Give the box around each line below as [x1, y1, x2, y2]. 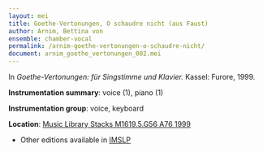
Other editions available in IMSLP [19, 135, 131, 145]
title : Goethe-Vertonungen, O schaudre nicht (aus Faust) [8, 20, 209, 28]
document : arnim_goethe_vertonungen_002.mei [8, 50, 162, 58]
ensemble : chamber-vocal [8, 34, 93, 43]
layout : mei [8, 11, 49, 20]
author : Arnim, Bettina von [8, 27, 104, 35]
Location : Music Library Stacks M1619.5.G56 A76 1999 [8, 119, 191, 128]
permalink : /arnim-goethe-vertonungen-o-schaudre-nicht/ [8, 42, 205, 50]
